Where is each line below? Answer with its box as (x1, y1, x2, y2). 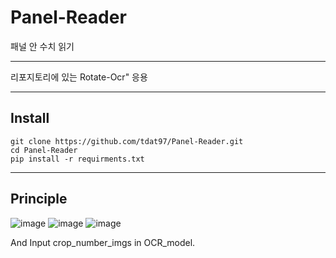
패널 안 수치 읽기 (10, 40, 75, 52)
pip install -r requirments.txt (10, 154, 145, 164)
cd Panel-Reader (10, 145, 78, 155)
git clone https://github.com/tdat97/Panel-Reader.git (10, 136, 244, 146)
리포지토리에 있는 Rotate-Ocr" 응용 (10, 71, 148, 83)
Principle (10, 191, 68, 208)
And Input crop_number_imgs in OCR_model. (10, 236, 196, 248)
